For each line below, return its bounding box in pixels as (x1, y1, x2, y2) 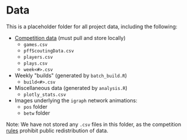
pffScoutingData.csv (23, 48, 74, 54)
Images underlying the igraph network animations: (14, 96, 137, 104)
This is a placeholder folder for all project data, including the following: (6, 23, 178, 30)
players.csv (23, 54, 53, 60)
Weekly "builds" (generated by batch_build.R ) (14, 72, 127, 79)
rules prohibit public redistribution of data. (6, 127, 109, 134)
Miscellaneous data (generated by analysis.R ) (14, 84, 128, 91)
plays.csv (23, 60, 48, 66)
